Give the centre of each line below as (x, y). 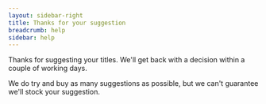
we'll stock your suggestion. (54, 92)
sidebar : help (32, 37)
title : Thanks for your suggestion (67, 23)
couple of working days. (48, 69)
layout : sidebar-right (46, 15)
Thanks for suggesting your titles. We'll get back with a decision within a (127, 60)
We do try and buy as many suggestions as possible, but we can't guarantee (133, 84)
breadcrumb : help (37, 30)
